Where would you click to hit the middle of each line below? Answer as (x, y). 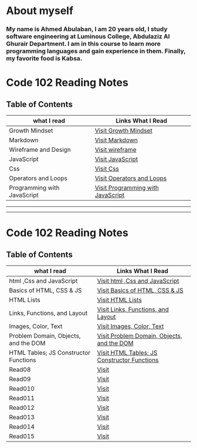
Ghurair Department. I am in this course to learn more (84, 44)
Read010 (22, 389)
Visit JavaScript (116, 159)
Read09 (20, 379)
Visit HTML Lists (119, 300)
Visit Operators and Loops (131, 178)
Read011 (22, 398)
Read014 (22, 427)
